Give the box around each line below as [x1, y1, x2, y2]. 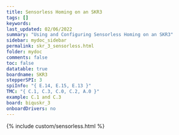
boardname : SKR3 [6, 71, 48, 78]
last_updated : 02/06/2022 [6, 26, 72, 32]
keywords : [6, 20, 32, 26]
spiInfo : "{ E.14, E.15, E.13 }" [6, 83, 92, 89]
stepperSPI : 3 [6, 77, 43, 83]
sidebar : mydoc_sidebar [6, 37, 67, 43]
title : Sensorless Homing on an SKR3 [6, 9, 103, 15]
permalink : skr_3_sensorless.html [6, 43, 95, 49]
